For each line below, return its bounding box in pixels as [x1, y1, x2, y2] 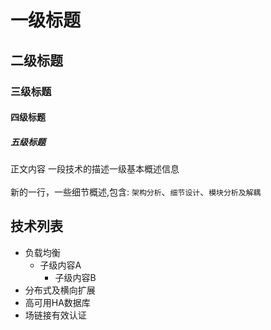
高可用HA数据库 [24, 296, 91, 308]
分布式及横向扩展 [24, 284, 96, 296]
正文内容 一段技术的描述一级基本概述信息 [10, 163, 180, 175]
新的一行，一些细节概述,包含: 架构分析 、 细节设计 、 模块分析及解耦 [10, 186, 262, 198]
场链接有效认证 [24, 309, 87, 321]
